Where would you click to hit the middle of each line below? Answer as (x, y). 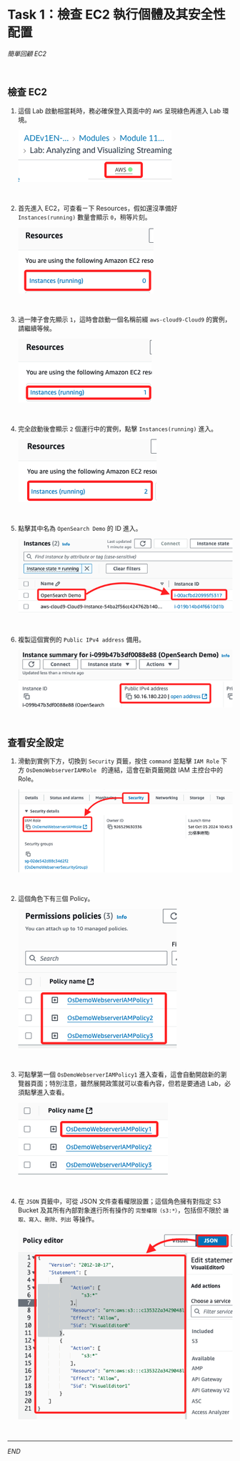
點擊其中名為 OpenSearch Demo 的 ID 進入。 (80, 528)
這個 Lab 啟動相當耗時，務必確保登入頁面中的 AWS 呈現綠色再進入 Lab (119, 111)
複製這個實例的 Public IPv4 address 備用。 (81, 639)
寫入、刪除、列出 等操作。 (63, 1220)
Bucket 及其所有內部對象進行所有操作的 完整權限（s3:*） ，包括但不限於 (120, 1210)
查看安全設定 (36, 743)
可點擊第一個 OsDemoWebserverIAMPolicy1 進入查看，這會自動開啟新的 (119, 1074)
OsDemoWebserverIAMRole (61, 771)
